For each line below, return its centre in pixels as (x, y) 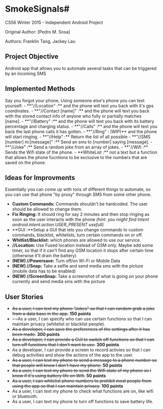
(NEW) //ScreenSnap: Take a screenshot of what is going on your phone (85, 276)
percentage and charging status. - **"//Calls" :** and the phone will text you (81, 126)
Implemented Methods (40, 89)
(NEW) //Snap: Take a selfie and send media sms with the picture (78, 266)
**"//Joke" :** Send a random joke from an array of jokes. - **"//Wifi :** (77, 147)
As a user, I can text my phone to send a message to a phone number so (84, 360)
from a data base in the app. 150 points (51, 314)
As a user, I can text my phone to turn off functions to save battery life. (83, 402)
